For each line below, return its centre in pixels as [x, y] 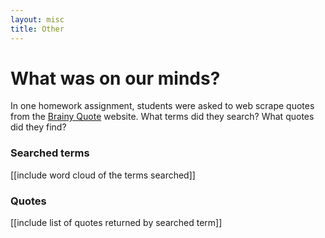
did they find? [38, 127]
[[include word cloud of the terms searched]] [103, 175]
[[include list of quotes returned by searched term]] [116, 223]
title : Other [37, 29]
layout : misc [37, 19]
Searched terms [50, 153]
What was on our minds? [115, 78]
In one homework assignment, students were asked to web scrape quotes [162, 106]
